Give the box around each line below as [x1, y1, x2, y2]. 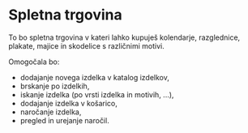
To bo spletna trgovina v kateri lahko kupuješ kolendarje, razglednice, [8, 32, 241, 42]
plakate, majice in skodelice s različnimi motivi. [8, 41, 165, 50]
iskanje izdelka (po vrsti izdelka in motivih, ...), [19, 89, 174, 99]
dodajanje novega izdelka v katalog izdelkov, [19, 72, 170, 82]
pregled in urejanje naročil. [19, 115, 109, 125]
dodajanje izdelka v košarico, [19, 98, 118, 108]
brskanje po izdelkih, [19, 81, 90, 91]
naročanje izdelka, [19, 107, 82, 117]
